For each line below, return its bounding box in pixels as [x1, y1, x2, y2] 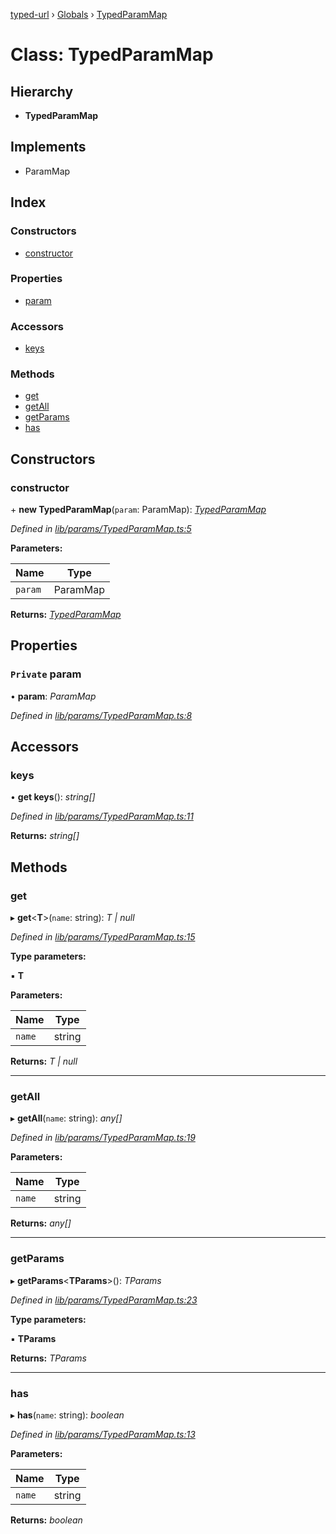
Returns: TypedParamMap [10, 609, 122, 621]
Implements [10, 139, 87, 156]
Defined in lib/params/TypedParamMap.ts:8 [10, 709, 193, 721]
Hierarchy [10, 83, 74, 100]
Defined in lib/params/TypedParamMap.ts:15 [10, 931, 196, 943]
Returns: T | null [10, 1055, 78, 1068]
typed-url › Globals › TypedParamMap [10, 9, 168, 20]
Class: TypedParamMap [10, 44, 214, 66]
